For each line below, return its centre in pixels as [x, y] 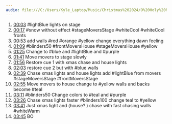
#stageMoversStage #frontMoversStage [56, 78]
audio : [13, 10]
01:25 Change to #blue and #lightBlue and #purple [66, 51]
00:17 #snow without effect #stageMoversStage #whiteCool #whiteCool [89, 30]
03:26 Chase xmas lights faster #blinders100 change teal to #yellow [84, 100]
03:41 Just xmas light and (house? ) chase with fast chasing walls [82, 105]
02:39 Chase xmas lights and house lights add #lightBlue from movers [87, 73]
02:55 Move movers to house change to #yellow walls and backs [81, 84]
